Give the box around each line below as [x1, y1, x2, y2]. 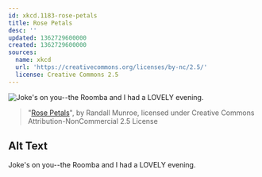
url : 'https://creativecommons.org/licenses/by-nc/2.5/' [15, 63, 208, 71]
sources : [8, 48, 37, 56]
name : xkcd [15, 56, 52, 64]
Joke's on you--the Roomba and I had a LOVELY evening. [8, 160, 196, 170]
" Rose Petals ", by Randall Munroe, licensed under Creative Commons [27, 108, 255, 117]
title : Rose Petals [8, 19, 73, 27]
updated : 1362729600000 [8, 33, 87, 42]
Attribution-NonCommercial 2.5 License [27, 116, 159, 125]
